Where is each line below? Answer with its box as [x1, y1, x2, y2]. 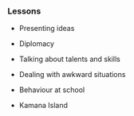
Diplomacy [18, 39, 55, 48]
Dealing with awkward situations [18, 70, 126, 79]
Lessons [7, 6, 41, 17]
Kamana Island [18, 101, 69, 110]
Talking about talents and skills [18, 54, 120, 64]
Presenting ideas [18, 24, 75, 33]
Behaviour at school [18, 85, 85, 95]
